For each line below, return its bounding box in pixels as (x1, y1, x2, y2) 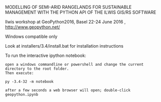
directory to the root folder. (5, 66, 69, 71)
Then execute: (5, 71, 34, 76)
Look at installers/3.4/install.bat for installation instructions (5, 43, 124, 49)
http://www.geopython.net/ (5, 24, 60, 30)
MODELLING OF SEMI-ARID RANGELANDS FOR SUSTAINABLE (5, 4, 132, 10)
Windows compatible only (5, 34, 58, 39)
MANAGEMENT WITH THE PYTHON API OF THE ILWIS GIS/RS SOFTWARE (5, 9, 156, 15)
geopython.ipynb (5, 92, 38, 97)
